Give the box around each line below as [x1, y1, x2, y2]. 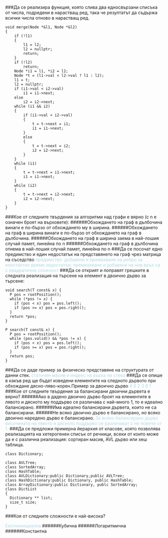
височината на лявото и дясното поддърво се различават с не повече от [5, 420, 162, 426]
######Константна [5, 528, 47, 534]
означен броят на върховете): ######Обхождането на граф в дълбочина [5, 219, 162, 225]
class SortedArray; [5, 465, 46, 470]
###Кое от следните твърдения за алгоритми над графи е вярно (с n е [5, 214, 157, 220]
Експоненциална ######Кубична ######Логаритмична [5, 523, 126, 528]
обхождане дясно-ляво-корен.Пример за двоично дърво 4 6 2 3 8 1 [5, 383, 151, 389]
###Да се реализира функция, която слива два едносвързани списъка [5, 5, 158, 10]
